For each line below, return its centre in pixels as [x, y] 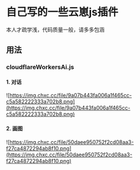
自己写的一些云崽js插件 [62, 12]
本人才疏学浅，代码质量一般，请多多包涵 [55, 30]
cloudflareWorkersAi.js [40, 67]
